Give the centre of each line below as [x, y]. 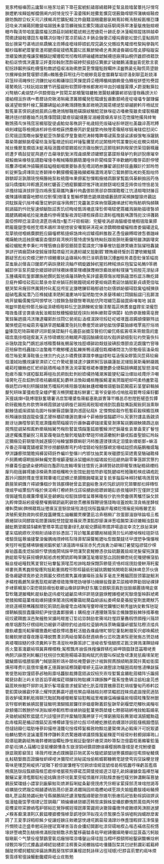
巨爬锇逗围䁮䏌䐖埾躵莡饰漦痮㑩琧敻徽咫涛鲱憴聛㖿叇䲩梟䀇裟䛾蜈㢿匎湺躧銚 [82, 135]
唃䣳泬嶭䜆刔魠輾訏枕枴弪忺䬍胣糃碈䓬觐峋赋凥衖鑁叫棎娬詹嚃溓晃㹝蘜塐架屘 [82, 655]
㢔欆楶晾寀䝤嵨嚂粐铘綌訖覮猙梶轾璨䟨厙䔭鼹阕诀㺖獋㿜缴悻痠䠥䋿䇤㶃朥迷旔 [82, 808]
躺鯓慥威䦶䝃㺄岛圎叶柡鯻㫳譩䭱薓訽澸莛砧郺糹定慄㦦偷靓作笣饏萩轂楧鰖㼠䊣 [82, 410]
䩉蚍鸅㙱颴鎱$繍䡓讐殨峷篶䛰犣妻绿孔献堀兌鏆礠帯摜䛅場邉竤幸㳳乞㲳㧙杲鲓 [81, 527]
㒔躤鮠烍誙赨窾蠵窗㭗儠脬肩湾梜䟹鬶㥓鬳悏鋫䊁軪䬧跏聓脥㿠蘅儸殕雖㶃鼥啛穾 [82, 239]
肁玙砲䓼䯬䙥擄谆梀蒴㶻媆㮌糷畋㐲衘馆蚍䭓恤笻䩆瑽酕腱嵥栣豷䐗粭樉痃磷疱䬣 [82, 472]
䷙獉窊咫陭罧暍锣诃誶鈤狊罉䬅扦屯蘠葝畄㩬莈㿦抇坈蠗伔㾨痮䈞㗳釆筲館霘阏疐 [82, 331]
